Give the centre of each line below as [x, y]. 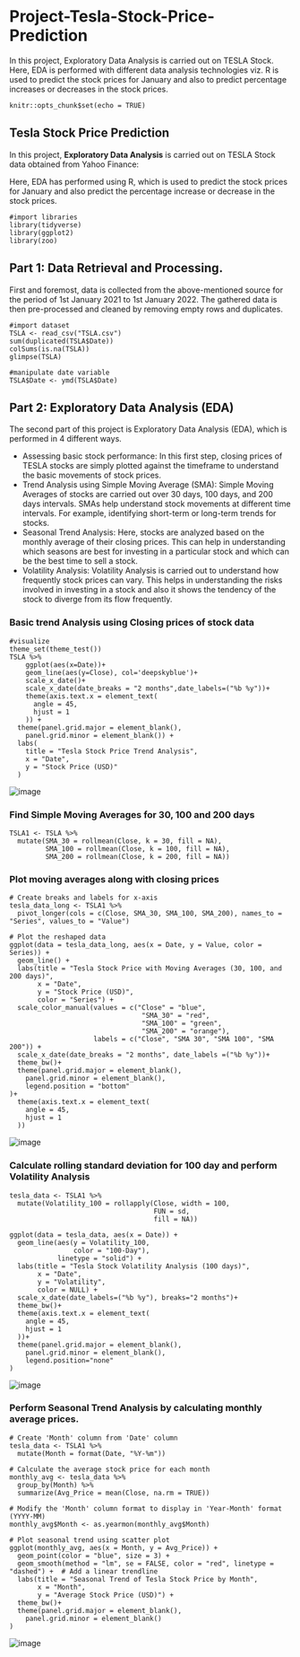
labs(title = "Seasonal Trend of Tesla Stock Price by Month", [137, 1579]
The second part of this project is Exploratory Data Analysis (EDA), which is [148, 429]
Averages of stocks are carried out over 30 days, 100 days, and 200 [147, 495]
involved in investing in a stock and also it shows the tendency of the [149, 590]
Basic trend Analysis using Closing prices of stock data [132, 623]
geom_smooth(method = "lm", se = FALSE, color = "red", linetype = [146, 1564]
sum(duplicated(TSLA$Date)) [62, 341]
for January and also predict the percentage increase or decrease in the [142, 191]
